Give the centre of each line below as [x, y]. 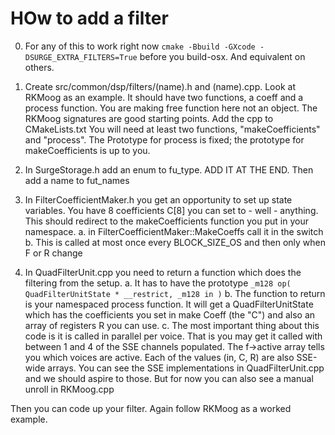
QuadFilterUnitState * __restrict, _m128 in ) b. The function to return [175, 293]
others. [39, 67]
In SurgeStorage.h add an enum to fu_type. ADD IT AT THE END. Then [169, 169]
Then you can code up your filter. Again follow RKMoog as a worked [151, 408]
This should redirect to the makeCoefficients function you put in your [166, 221]
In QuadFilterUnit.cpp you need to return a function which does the [163, 272]
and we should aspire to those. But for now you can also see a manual [169, 378]
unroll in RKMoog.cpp [69, 389]
